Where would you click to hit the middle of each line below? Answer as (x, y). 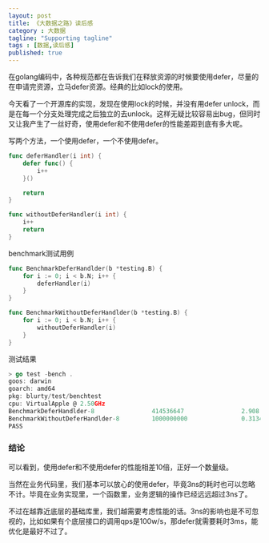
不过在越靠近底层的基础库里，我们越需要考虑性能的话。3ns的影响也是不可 (130, 511)
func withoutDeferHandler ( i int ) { (68, 215)
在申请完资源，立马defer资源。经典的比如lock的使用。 (98, 86)
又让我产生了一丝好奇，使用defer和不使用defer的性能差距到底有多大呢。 (127, 124)
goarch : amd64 (32, 389)
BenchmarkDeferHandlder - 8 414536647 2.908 (134, 411)
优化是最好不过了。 (40, 531)
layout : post (30, 16)
